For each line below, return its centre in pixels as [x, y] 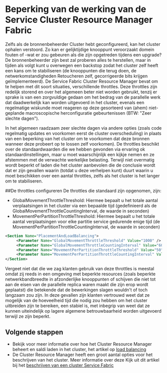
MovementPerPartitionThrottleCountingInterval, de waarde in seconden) [86, 227]
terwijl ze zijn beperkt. [28, 316]
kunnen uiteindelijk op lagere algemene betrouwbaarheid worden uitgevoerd [83, 311]
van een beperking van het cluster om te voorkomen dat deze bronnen [78, 139]
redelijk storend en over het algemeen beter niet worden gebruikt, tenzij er [81, 92]
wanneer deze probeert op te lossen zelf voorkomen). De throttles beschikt [82, 144]
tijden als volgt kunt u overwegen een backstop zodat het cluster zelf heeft [82, 65]
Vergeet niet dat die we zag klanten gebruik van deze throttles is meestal [80, 269]
